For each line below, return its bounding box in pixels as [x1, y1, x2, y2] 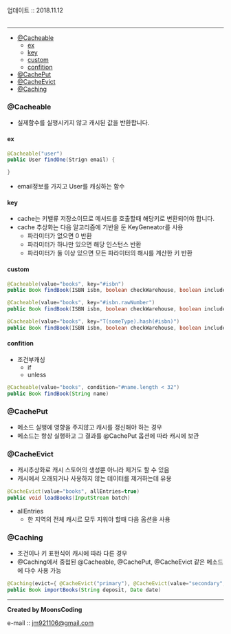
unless [27, 370, 47, 379]
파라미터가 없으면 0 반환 [27, 232, 93, 240]
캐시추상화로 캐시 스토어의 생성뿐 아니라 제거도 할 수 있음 [16, 466, 170, 474]
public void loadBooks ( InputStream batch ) [7, 494, 131, 502]
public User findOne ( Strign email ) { [7, 156, 115, 163]
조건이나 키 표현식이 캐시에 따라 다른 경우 [16, 549, 128, 558]
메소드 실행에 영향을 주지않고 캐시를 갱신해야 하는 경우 [16, 423, 163, 432]
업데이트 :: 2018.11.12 [7, 6, 64, 14]
